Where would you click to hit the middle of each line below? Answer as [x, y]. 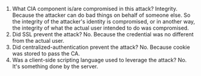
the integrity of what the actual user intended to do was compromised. [100, 28]
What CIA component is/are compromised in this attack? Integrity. [95, 9]
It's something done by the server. [55, 66]
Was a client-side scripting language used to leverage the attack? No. [99, 60]
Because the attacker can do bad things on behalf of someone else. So [101, 15]
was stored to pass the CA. [46, 53]
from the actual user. [38, 41]
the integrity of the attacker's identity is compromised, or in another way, [104, 21]
